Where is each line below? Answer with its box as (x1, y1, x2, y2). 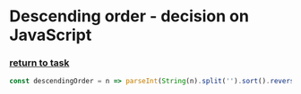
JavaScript (9, 25, 92, 45)
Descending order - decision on (9, 6, 249, 27)
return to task (9, 57, 70, 69)
